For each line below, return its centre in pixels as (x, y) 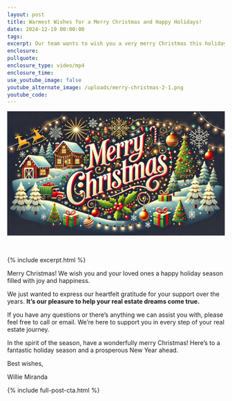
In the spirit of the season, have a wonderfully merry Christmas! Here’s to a (114, 343)
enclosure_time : (30, 72)
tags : (15, 37)
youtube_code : (28, 95)
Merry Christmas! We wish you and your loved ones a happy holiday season (115, 273)
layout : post (26, 14)
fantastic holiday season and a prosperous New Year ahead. (93, 350)
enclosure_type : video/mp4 (46, 66)
